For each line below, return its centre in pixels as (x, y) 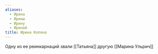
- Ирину (17, 23)
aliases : (14, 10)
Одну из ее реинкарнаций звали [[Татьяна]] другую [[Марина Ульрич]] (79, 46)
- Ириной (18, 28)
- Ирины (17, 19)
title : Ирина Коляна (26, 32)
